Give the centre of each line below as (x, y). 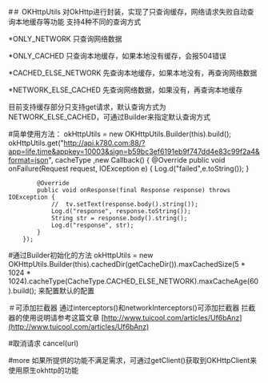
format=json (29, 160)
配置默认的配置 (70, 290)
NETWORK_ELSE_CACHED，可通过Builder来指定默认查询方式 (109, 117)
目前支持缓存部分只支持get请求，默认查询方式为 (87, 107)
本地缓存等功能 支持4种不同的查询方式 (78, 22)
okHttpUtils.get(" (36, 143)
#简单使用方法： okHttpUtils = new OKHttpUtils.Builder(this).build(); (120, 134)
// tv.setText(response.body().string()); (124, 204)
